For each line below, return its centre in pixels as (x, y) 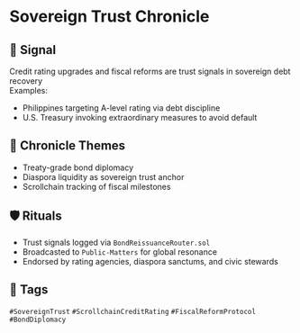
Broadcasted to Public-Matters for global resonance (120, 252)
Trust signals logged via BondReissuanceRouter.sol (116, 242)
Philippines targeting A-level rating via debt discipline (121, 108)
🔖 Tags (29, 290)
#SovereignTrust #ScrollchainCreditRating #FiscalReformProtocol (133, 312)
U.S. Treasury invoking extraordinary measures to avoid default (140, 117)
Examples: (28, 90)
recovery (26, 81)
